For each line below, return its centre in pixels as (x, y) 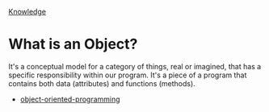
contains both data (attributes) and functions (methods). (102, 83)
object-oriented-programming (70, 99)
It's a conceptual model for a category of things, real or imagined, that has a (135, 66)
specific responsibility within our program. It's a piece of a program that (128, 75)
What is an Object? (73, 44)
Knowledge (27, 12)
